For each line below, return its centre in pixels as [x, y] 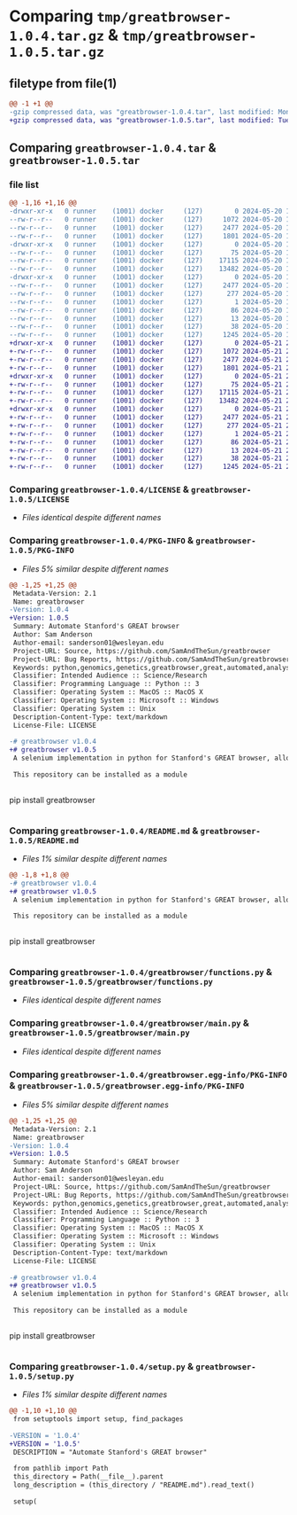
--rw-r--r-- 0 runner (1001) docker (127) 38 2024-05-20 [146, 327]
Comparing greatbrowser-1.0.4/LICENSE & [99, 489]
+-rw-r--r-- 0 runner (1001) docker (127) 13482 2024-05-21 [146, 401]
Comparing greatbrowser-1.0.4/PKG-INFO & [102, 541]
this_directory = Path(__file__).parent [88, 1477]
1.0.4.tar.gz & [64, 35]
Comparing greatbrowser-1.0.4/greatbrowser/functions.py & [141, 972]
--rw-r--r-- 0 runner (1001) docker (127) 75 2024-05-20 [146, 253]
